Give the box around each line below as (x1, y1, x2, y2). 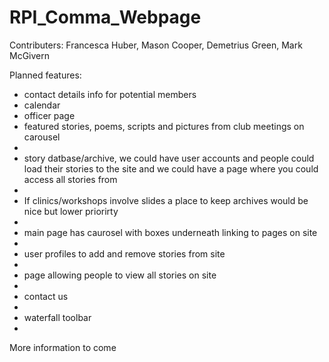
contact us (23, 290, 69, 302)
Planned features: (9, 69, 82, 81)
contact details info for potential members (23, 88, 197, 100)
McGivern (9, 49, 50, 61)
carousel (23, 131, 61, 143)
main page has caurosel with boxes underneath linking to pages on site (23, 226, 318, 238)
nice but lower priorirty (23, 205, 119, 217)
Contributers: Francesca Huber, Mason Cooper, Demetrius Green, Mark (9, 39, 303, 51)
